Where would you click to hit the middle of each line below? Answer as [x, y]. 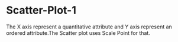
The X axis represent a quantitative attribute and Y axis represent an [89, 27]
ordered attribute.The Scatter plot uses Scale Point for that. [78, 33]
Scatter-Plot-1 [41, 10]
